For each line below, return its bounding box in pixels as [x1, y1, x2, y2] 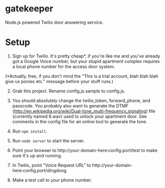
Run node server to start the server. [12, 138, 85, 143]
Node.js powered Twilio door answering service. [5, 19, 104, 25]
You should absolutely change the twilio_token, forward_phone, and [12, 97, 151, 103]
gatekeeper [5, 3, 53, 14]
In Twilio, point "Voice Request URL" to [12, 162, 91, 168]
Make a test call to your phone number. [12, 177, 92, 183]
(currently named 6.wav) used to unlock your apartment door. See [12, 113, 147, 119]
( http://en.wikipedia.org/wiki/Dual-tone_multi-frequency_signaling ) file [12, 108, 156, 114]
